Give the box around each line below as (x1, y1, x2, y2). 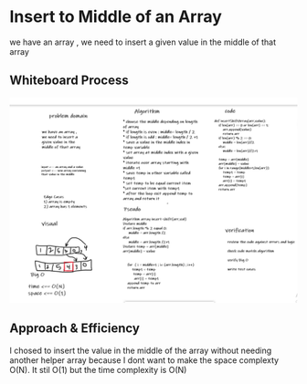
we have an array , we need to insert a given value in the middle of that (9, 36, 277, 47)
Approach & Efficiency (9, 321, 140, 337)
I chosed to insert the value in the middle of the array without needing (9, 345, 272, 356)
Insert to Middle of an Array (9, 6, 222, 27)
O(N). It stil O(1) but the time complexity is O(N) (9, 364, 187, 375)
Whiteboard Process (9, 73, 130, 88)
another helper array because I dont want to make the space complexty (9, 354, 280, 366)
